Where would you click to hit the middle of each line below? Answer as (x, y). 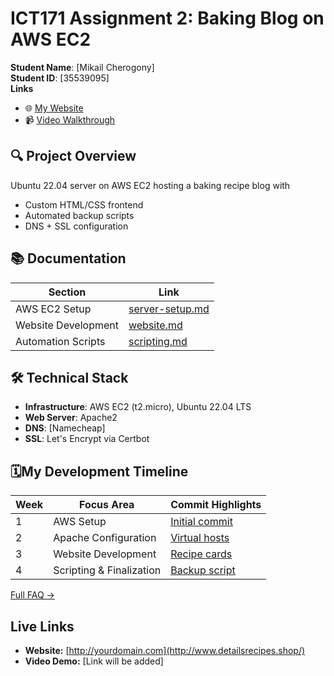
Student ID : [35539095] (60, 78)
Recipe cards (201, 554)
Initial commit (201, 522)
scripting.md (158, 341)
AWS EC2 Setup (53, 309)
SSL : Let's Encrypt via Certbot (87, 439)
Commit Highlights (216, 505)
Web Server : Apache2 (71, 418)
